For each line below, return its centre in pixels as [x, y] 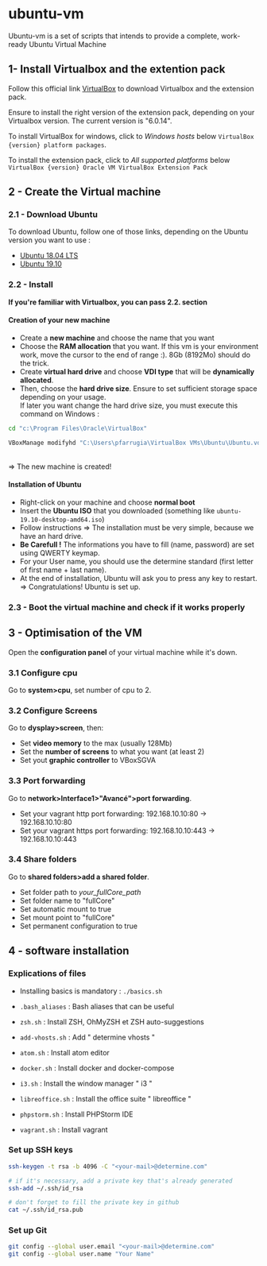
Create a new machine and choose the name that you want [117, 338]
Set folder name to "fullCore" [67, 900]
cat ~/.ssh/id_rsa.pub [46, 1210]
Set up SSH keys [41, 1150]
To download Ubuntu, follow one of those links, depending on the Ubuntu [128, 232]
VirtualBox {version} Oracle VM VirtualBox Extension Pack [108, 168]
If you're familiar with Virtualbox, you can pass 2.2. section [108, 302]
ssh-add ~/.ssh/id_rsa [46, 1188]
